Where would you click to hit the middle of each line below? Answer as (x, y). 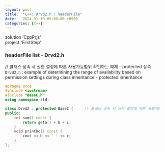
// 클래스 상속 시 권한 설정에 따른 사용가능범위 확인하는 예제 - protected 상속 (78, 66)
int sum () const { (33, 118)
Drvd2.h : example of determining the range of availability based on (73, 72)
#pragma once (18, 86)
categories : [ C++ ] (24, 23)
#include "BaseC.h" (25, 95)
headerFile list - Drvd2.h (35, 55)
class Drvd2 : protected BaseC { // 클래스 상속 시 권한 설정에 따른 (75, 109)
